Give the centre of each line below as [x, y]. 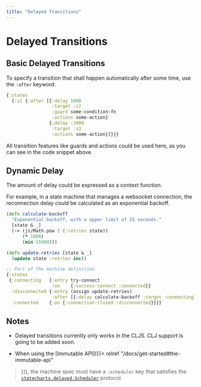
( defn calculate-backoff [37, 214]
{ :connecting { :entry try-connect [54, 280]
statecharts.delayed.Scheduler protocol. [71, 378]
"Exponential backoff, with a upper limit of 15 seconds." [87, 220]
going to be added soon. [45, 342]
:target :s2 [67, 106]
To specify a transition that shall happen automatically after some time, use [99, 78]
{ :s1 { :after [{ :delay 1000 [47, 101]
